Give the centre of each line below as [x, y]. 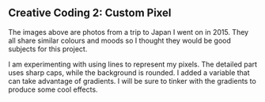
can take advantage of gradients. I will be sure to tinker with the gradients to [132, 81]
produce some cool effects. [53, 89]
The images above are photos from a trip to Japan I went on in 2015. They [129, 32]
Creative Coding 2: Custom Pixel [90, 13]
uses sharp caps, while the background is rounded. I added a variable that [129, 72]
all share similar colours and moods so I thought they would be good [120, 40]
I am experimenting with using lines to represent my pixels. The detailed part [133, 64]
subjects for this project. [48, 49]
